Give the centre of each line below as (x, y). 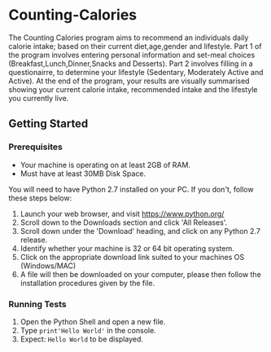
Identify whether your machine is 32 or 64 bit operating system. (127, 248)
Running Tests (37, 304)
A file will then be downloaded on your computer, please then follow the (141, 274)
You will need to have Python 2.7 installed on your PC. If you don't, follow (131, 189)
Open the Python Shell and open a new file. (93, 321)
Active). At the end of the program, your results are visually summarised (129, 81)
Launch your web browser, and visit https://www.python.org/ (122, 213)
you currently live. (39, 98)
